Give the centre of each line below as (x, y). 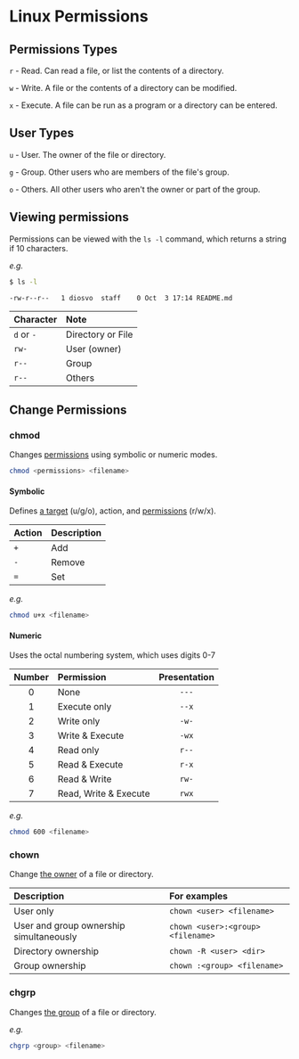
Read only (78, 751)
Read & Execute (90, 765)
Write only (79, 721)
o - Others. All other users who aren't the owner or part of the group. (135, 189)
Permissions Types (64, 49)
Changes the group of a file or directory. (83, 1012)
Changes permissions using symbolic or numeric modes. (113, 455)
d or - (25, 334)
